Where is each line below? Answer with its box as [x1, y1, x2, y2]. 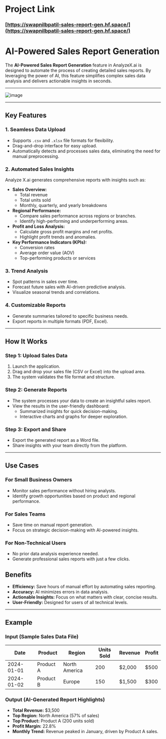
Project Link [5, 3, 55, 15]
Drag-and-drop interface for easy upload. [12, 142, 97, 148]
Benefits [5, 570, 32, 579]
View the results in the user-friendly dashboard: [12, 403, 110, 409]
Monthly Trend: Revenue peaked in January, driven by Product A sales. [12, 728, 159, 734]
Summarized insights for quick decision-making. [19, 408, 119, 414]
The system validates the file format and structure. [12, 374, 116, 380]
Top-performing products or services [19, 255, 96, 261]
